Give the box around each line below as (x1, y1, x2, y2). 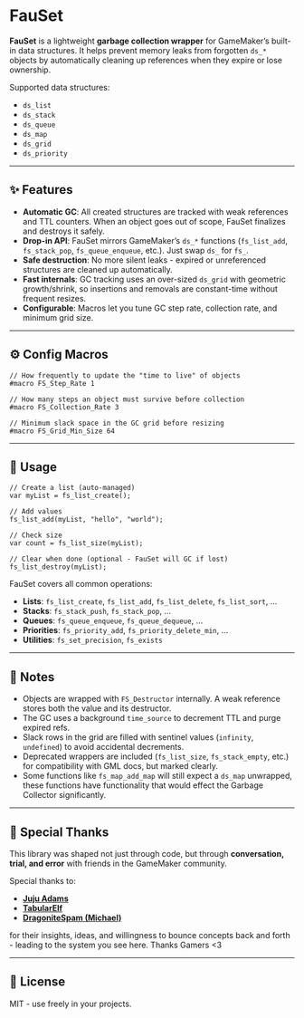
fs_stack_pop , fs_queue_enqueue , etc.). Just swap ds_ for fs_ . (22, 245, 249, 255)
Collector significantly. (22, 790, 107, 801)
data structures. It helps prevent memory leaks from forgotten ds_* (17, 44, 267, 55)
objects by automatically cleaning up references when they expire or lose (9, 54, 283, 65)
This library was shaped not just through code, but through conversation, (9, 849, 285, 859)
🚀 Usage (9, 459, 57, 475)
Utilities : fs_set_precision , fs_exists (22, 635, 163, 646)
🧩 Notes (9, 669, 55, 685)
